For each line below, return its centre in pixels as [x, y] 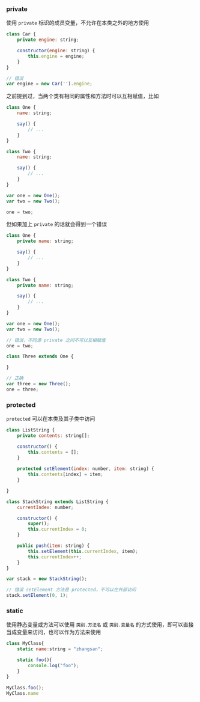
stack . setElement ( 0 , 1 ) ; [37, 596]
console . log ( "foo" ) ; [53, 666]
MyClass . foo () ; [25, 688]
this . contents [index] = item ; [65, 475]
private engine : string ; [48, 40]
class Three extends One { [40, 356]
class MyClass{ [25, 644]
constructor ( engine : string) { [56, 51]
